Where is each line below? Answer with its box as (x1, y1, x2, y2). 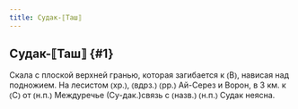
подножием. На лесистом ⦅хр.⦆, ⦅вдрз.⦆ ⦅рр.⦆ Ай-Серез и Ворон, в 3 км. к (9, 80, 287, 90)
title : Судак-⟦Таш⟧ (9, 13, 83, 22)
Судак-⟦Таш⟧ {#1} (9, 46, 114, 62)
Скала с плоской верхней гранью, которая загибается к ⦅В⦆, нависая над (9, 70, 290, 80)
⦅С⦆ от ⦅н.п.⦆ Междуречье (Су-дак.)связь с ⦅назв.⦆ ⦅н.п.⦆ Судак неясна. (9, 90, 276, 101)
